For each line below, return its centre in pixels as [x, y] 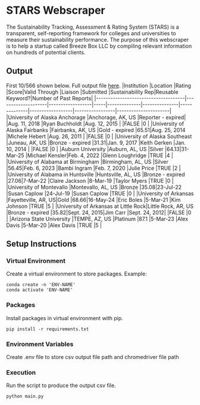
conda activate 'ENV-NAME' [40, 290]
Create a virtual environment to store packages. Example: [76, 274]
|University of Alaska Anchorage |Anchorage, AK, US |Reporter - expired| [96, 117]
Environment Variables [40, 344]
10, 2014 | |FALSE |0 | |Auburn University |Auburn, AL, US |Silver [85, 149]
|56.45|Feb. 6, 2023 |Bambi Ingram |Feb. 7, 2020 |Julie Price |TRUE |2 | [93, 168]
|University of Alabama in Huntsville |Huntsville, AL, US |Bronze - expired [96, 174]
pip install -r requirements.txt [48, 329]
